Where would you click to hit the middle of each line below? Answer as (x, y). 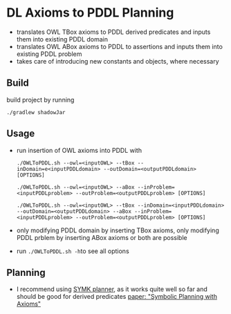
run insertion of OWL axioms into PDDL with (79, 150)
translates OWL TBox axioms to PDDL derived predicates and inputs (113, 32)
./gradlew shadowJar (36, 112)
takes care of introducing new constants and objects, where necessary (118, 61)
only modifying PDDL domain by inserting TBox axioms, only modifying (118, 230)
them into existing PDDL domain (62, 39)
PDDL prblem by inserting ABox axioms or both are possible (102, 237)
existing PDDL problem (49, 54)
